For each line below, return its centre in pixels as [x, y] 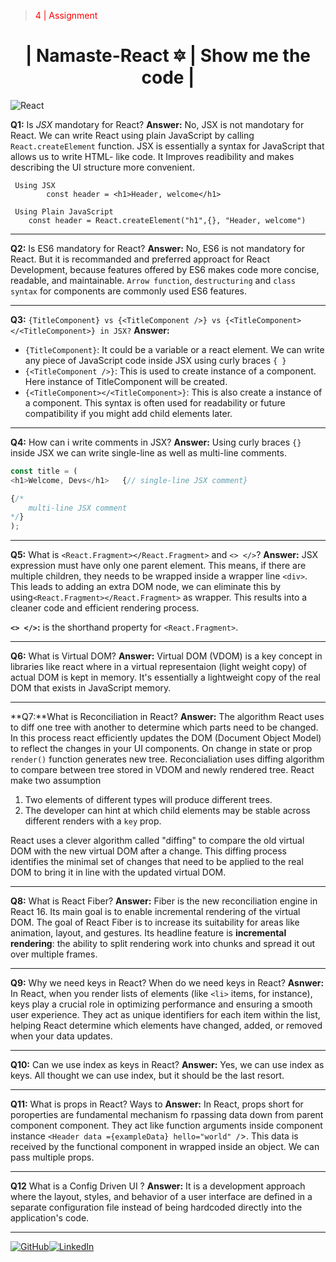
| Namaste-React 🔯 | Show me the [168, 56]
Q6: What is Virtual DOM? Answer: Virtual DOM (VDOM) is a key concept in [166, 656]
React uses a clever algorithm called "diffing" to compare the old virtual [157, 841]
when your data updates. [61, 1036]
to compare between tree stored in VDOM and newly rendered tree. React [162, 770]
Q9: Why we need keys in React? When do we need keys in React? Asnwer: [167, 983]
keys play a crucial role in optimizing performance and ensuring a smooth [161, 1004]
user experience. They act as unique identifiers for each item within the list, [165, 1015]
